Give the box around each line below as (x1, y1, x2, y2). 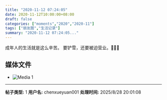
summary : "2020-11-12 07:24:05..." (5, 30, 79, 35)
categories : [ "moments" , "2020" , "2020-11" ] (5, 21, 94, 26)
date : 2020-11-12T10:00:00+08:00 (5, 12, 75, 17)
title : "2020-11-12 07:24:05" (5, 7, 68, 12)
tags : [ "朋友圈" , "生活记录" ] (5, 26, 61, 31)
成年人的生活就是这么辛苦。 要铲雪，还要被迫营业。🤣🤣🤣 (5, 45, 120, 50)
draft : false (5, 16, 32, 21)
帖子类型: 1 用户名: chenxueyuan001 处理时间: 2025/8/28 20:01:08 (5, 89, 142, 95)
